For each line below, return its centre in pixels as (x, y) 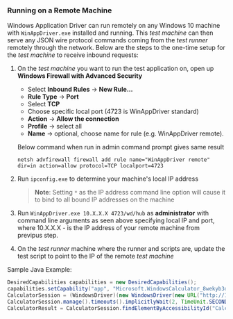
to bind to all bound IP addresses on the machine (104, 199)
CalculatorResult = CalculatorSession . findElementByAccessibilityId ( (110, 308)
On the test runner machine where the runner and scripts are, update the (121, 249)
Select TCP (44, 104)
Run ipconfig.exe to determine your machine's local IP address (108, 179)
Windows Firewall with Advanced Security (80, 76)
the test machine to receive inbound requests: (73, 55)
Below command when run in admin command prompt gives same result (121, 147)
